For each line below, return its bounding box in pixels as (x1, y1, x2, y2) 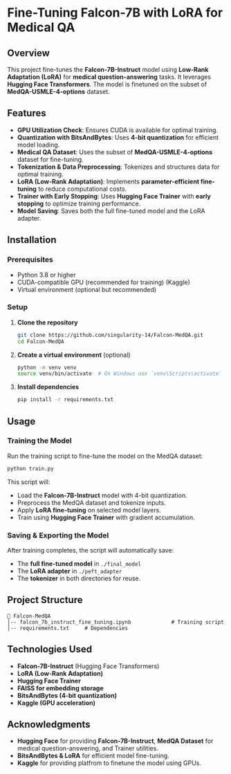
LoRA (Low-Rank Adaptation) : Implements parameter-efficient (17, 177, 199, 185)
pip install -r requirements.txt (17, 396, 114, 403)
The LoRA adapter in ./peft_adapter (17, 567, 122, 575)
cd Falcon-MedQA (17, 338, 64, 345)
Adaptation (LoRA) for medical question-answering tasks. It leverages (7, 73, 212, 81)
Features (7, 107, 46, 119)
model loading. (17, 140, 60, 149)
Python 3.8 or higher (17, 270, 76, 279)
